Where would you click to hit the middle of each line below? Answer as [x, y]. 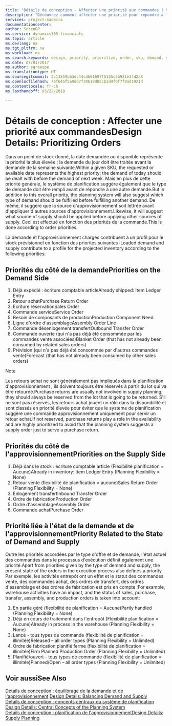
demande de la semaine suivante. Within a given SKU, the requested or [80, 168]
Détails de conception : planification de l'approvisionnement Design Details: [84, 712]
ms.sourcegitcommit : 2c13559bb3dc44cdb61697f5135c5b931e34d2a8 [74, 77]
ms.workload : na [23, 53]
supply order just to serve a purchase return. [52, 430]
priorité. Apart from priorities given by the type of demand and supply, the [83, 565]
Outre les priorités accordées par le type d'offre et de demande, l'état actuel [86, 554]
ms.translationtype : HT [31, 72]
